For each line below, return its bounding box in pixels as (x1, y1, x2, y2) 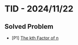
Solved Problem (4, 22, 54, 31)
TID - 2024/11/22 (4, 3, 74, 14)
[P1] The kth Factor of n (11, 35, 59, 41)
